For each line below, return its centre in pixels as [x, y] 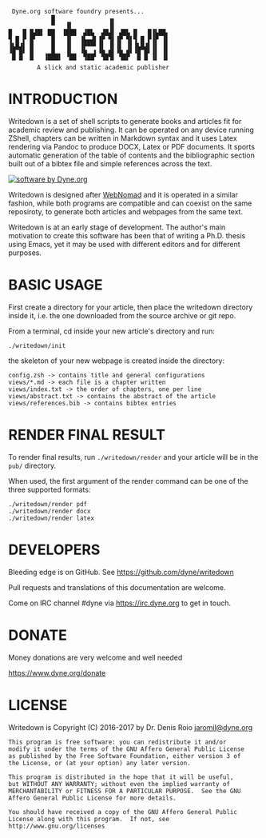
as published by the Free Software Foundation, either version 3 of [125, 756]
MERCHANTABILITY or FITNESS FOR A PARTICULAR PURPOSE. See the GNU [125, 791]
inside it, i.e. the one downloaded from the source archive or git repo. [122, 315]
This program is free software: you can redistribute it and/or [117, 742]
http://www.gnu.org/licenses [57, 826]
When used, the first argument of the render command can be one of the [129, 481]
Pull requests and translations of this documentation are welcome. [117, 587]
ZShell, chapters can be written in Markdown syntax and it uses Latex [123, 138]
